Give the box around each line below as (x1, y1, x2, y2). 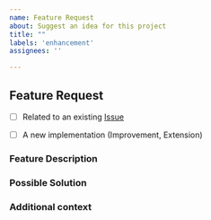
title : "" (9, 30, 47, 39)
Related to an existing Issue (22, 111, 124, 122)
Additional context (9, 200, 92, 213)
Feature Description (9, 152, 99, 164)
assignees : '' (9, 47, 63, 56)
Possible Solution (9, 176, 87, 189)
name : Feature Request (9, 13, 94, 22)
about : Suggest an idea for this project (9, 22, 167, 31)
